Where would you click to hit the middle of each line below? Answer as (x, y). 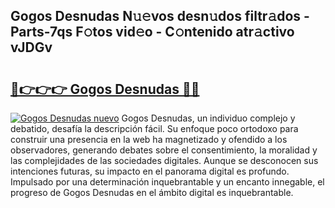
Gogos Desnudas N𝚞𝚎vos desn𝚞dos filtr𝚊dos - (160, 16)
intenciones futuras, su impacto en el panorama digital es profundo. (150, 171)
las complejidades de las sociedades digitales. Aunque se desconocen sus (164, 160)
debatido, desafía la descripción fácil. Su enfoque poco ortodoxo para (154, 128)
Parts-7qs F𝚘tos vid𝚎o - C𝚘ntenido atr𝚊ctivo (152, 32)
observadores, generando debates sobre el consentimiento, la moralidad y (164, 150)
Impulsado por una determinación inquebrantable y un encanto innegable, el (167, 182)
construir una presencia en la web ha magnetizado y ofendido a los (149, 139)
